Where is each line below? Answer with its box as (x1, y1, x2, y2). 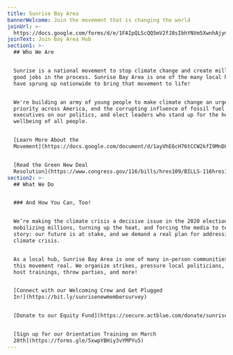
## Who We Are (13, 49, 54, 56)
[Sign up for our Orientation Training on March (13, 331, 157, 338)
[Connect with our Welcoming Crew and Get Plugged (13, 287, 163, 294)
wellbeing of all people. (13, 118, 89, 125)
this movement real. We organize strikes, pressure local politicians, (13, 262, 225, 269)
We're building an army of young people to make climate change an (13, 98, 213, 106)
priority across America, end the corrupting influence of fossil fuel (13, 105, 225, 112)
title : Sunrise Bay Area (7, 10, 79, 17)
